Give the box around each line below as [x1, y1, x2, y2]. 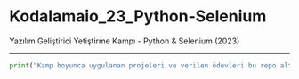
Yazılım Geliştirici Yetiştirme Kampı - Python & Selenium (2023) [9, 36, 240, 46]
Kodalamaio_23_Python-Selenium [9, 6, 267, 27]
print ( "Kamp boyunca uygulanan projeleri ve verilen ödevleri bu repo [9, 60, 277, 70]
